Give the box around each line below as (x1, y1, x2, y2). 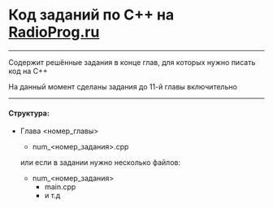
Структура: (8, 108, 50, 118)
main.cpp (44, 182, 76, 192)
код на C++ (8, 66, 48, 76)
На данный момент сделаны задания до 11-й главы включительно (8, 81, 238, 91)
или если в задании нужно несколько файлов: (19, 158, 181, 167)
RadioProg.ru (8, 23, 100, 41)
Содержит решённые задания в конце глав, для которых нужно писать (8, 57, 256, 67)
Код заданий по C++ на (8, 6, 175, 24)
